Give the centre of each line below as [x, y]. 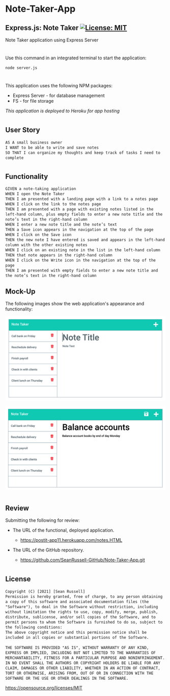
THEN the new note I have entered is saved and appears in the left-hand [85, 240]
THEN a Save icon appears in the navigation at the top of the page [79, 230]
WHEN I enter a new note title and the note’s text [61, 225]
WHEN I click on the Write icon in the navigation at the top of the [81, 260]
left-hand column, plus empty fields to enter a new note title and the [84, 214]
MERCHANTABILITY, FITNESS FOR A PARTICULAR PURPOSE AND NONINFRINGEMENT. [85, 658]
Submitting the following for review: [42, 520]
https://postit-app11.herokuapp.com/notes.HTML [71, 540]
